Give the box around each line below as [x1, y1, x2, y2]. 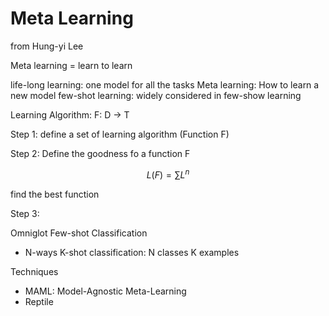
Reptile [24, 295, 54, 307]
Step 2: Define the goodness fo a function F [10, 147, 191, 159]
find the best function [10, 188, 100, 200]
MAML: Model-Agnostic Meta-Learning [24, 285, 187, 297]
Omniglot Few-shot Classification [10, 227, 148, 239]
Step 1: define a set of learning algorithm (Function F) [10, 128, 230, 140]
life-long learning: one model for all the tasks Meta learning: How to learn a [10, 78, 320, 91]
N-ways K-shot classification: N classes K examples [24, 246, 240, 258]
